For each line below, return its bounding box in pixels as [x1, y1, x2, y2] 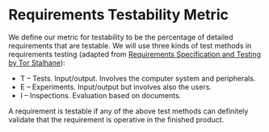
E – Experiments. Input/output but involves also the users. [19, 82, 212, 92]
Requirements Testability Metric [8, 6, 229, 24]
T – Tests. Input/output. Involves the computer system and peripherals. [19, 73, 256, 83]
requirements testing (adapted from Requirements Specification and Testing [8, 49, 261, 59]
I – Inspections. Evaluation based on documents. [19, 90, 182, 100]
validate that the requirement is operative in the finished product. [8, 114, 225, 124]
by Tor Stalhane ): [8, 58, 66, 68]
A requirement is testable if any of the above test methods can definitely [8, 106, 249, 116]
